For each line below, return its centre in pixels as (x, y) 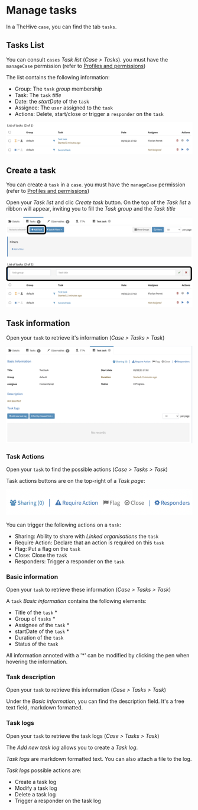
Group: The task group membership (58, 89)
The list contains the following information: (58, 77)
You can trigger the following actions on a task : (64, 525)
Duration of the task (39, 637)
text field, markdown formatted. (45, 708)
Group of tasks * (35, 618)
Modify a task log (36, 788)
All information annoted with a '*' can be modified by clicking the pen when (98, 655)
